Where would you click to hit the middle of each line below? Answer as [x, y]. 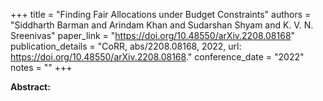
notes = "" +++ [41, 67]
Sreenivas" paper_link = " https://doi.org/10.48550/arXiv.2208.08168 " [153, 35]
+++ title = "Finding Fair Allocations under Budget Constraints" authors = [161, 14]
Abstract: [30, 87]
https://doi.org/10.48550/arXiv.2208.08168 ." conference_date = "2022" [157, 57]
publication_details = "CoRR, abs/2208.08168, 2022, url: [126, 46]
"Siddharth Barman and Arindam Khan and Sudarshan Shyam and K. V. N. [162, 25]
